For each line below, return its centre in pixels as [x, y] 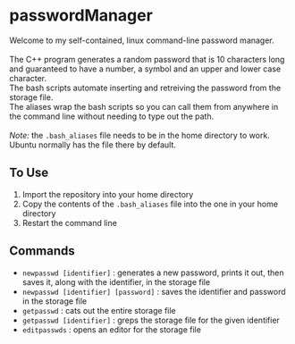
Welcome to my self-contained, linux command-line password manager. [142, 40]
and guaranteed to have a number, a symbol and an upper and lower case [145, 69]
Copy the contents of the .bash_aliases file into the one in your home [150, 204]
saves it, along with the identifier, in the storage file [116, 281]
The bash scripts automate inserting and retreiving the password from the [145, 88]
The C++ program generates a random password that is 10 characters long [147, 59]
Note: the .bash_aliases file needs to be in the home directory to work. [139, 135]
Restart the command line [70, 222]
